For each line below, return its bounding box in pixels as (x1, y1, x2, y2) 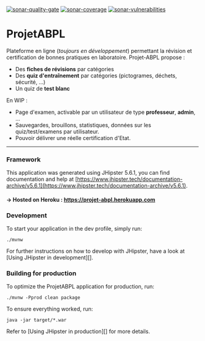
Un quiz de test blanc (15, 85, 70, 92)
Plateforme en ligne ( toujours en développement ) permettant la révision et (6, 47, 192, 54)
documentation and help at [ (6, 175, 77, 183)
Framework (6, 155, 41, 164)
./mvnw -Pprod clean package (6, 295, 81, 301)
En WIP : (6, 96, 28, 104)
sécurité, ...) (15, 78, 46, 85)
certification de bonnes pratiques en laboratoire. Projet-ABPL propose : (6, 54, 185, 61)
